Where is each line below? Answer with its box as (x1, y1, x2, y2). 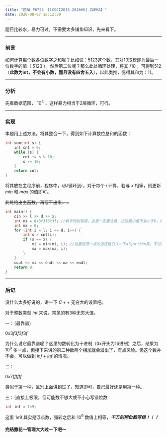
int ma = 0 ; (14, 223, 39, 228)
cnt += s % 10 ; (23, 154, 55, 159)
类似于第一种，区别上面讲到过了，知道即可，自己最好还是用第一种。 (5, 384, 145, 390)
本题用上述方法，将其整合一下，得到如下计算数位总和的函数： (5, 130, 132, 137)
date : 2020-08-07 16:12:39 (5, 12, 61, 17)
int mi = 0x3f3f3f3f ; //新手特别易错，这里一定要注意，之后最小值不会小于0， (14, 218, 160, 223)
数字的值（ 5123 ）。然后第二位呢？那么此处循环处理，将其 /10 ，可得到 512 (9, 63, 162, 69)
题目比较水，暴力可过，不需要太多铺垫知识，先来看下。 (5, 26, 118, 32)
